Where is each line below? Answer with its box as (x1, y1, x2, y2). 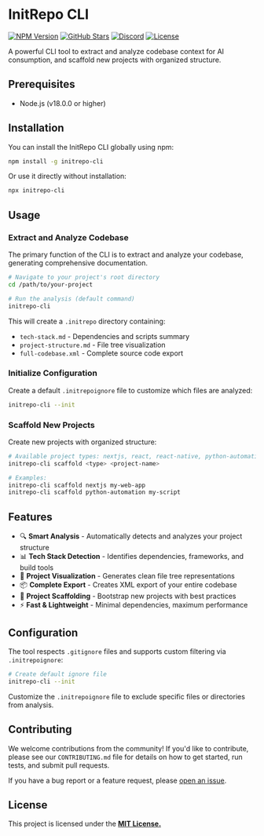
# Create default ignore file (8, 670, 108, 678)
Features (8, 510, 53, 524)
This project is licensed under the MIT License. (8, 819, 162, 829)
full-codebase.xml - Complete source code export (19, 348, 184, 358)
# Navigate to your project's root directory (8, 273, 159, 281)
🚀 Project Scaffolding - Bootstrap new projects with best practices (19, 591, 236, 601)
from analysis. (8, 700, 54, 710)
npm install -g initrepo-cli (8, 157, 104, 166)
